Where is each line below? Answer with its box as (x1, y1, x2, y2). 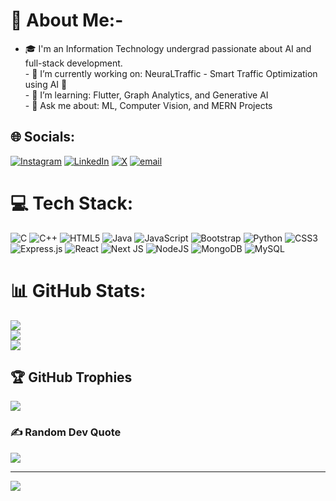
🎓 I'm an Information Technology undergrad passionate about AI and (24, 42, 312, 54)
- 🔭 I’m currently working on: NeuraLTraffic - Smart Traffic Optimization (24, 67, 318, 79)
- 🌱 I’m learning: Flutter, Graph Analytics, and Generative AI (24, 89, 269, 101)
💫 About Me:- (10, 9, 124, 32)
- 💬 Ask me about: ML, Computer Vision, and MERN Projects (24, 99, 273, 111)
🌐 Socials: (10, 129, 76, 146)
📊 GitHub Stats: (10, 279, 147, 302)
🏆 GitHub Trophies (10, 369, 133, 386)
